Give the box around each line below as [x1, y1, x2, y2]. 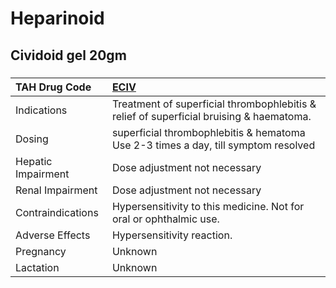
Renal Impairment [15, 183, 98, 197]
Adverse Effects [15, 228, 91, 242]
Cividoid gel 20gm [10, 47, 127, 64]
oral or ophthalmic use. [111, 212, 220, 226]
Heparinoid [10, 7, 105, 30]
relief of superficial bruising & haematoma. [111, 109, 312, 123]
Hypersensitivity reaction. [111, 228, 233, 242]
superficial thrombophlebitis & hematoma [111, 125, 306, 139]
